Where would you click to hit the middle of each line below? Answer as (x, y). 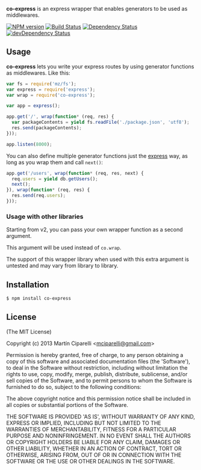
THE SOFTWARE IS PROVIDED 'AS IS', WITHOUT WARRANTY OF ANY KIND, (101, 417)
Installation (28, 285)
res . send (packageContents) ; (47, 128)
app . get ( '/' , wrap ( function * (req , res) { (60, 117)
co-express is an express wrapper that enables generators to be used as (97, 9)
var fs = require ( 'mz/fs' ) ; (42, 84)
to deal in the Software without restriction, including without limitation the (97, 368)
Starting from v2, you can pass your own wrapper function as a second (95, 230)
